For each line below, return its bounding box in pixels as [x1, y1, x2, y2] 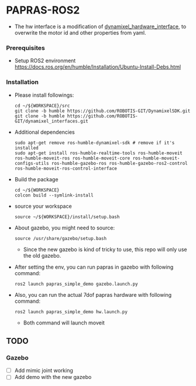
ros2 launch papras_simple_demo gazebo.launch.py [14, 281, 139, 287]
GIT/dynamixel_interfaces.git [14, 118, 89, 124]
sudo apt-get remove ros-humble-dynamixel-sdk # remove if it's [14, 140, 175, 145]
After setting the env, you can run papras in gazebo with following [14, 263, 174, 270]
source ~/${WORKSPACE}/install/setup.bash [14, 214, 120, 220]
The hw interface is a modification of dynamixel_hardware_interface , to [14, 23, 187, 30]
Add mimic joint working [14, 367, 73, 374]
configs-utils [14, 160, 49, 166]
